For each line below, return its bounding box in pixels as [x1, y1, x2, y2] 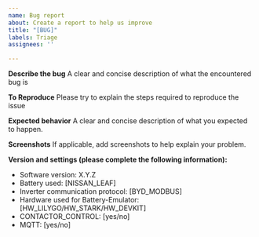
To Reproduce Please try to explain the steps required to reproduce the [8, 93, 239, 102]
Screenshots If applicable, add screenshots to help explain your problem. [8, 140, 246, 149]
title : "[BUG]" [8, 26, 58, 34]
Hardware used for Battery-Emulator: [19, 195, 140, 205]
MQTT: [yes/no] [19, 221, 71, 230]
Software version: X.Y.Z [19, 170, 97, 180]
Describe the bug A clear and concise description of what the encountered [8, 69, 252, 78]
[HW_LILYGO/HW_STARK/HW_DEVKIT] [19, 203, 147, 213]
